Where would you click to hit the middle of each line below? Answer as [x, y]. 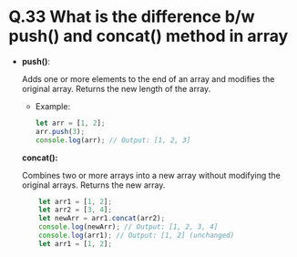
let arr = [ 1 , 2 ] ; [70, 123]
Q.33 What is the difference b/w [132, 17]
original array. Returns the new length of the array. [116, 88]
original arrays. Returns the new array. [93, 185]
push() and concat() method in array [148, 36]
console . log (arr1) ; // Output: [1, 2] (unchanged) [137, 236]
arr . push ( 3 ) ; [60, 131]
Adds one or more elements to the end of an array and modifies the [148, 78]
